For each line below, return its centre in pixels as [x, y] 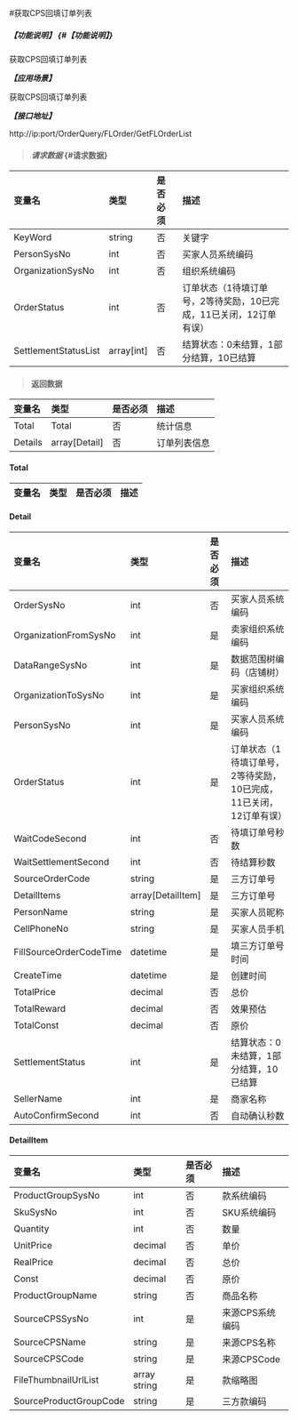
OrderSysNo [39, 605]
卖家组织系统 [257, 629]
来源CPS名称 [249, 1343]
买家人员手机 [257, 929]
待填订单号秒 [257, 832]
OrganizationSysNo [54, 271]
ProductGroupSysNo [57, 1195]
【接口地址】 [32, 116]
